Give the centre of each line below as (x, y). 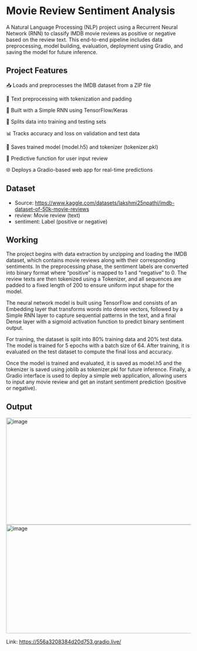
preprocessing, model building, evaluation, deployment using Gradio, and (95, 46)
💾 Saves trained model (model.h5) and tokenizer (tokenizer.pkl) (82, 147)
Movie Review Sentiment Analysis (91, 11)
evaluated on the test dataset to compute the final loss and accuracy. (89, 352)
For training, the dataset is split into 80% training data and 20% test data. (95, 339)
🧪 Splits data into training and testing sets (56, 121)
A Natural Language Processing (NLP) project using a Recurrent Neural (92, 27)
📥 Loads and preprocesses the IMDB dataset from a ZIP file (79, 85)
